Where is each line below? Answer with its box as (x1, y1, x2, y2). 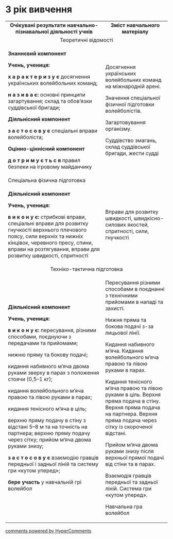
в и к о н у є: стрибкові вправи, (8, 213, 86, 220)
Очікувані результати (10, 22, 66, 29)
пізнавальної (15, 28, 49, 35)
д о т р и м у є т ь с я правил (8, 157, 81, 164)
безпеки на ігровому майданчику (8, 163, 92, 170)
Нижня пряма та (105, 316, 147, 323)
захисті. (105, 305, 125, 312)
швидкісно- (133, 215, 164, 222)
